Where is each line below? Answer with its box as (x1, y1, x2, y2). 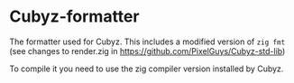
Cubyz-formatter (9, 6, 140, 27)
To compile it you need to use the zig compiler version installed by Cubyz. (9, 63, 284, 74)
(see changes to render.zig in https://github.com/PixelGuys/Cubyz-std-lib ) (9, 45, 286, 56)
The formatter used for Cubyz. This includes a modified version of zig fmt (9, 36, 286, 47)
